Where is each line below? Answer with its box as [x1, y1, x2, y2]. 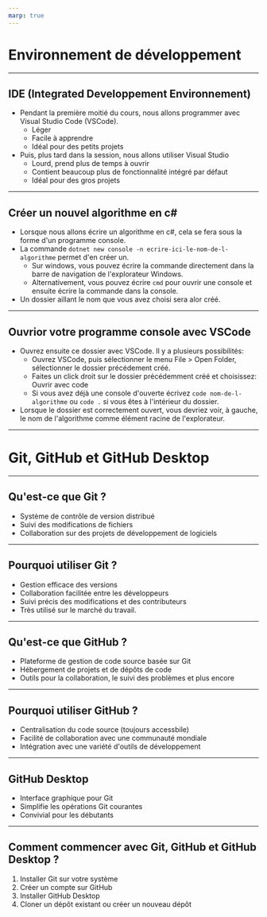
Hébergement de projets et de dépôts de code [19, 665, 172, 675]
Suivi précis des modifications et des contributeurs [19, 596, 187, 606]
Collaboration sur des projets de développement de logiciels [19, 528, 217, 537]
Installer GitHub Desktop [19, 891, 101, 900]
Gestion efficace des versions [19, 580, 118, 589]
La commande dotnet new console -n [19, 244, 144, 254]
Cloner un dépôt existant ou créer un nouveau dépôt [19, 899, 192, 909]
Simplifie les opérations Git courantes [19, 802, 143, 811]
